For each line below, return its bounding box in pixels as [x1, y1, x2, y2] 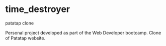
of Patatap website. [5, 35, 46, 41]
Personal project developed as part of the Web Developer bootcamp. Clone [5, 29, 161, 35]
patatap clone [5, 20, 34, 26]
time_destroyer [5, 3, 70, 15]
